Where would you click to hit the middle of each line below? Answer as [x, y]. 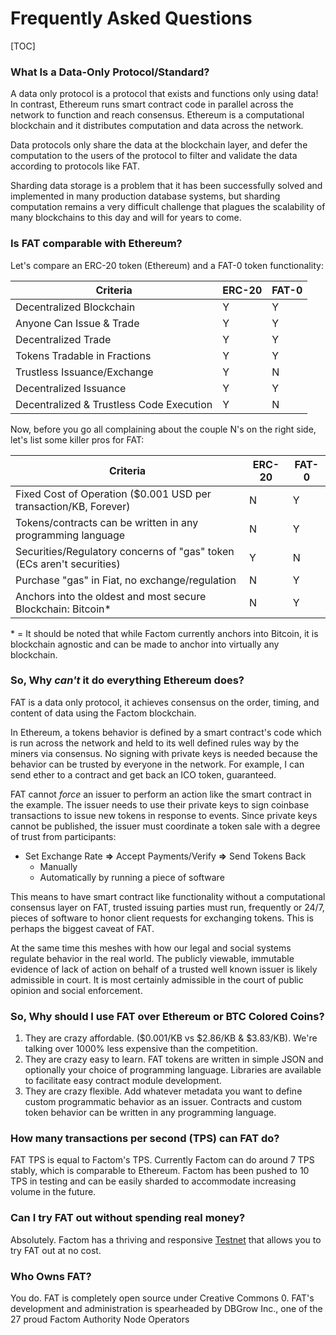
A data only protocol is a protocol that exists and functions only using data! [164, 94]
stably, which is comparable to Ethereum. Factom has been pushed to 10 [160, 1171]
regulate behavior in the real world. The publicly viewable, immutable [152, 958]
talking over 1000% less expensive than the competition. [141, 1049]
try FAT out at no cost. [56, 1250]
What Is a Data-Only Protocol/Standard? [110, 72]
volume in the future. [53, 1192]
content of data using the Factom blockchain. [103, 713]
